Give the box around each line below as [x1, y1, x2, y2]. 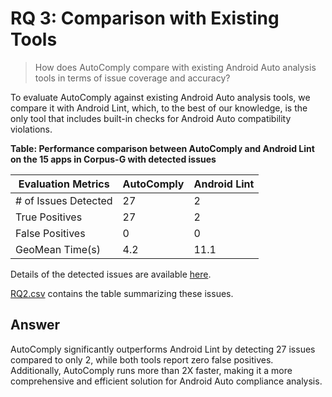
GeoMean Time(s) [15, 242, 102, 256]
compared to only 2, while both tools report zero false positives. [10, 353, 274, 366]
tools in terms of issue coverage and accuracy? [34, 72, 231, 84]
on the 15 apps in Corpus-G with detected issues [10, 153, 217, 165]
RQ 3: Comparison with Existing [10, 7, 280, 30]
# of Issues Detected [15, 193, 113, 207]
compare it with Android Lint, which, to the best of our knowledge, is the [10, 102, 308, 114]
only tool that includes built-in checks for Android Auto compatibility [10, 112, 292, 124]
